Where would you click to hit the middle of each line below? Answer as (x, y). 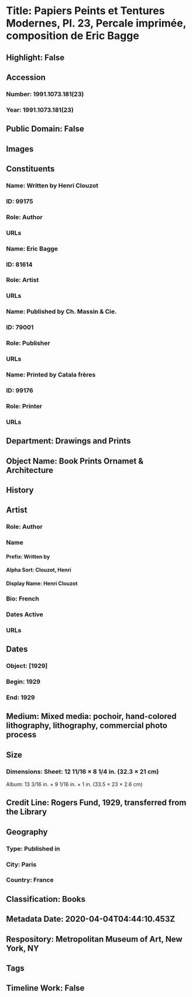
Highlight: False (35, 57)
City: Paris (21, 864)
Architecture (30, 470)
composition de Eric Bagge (73, 36)
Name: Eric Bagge (32, 249)
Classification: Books (46, 899)
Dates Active (25, 614)
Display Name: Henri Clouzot (42, 583)
